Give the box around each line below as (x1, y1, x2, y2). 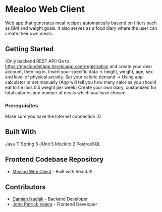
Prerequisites (5, 102, 38, 109)
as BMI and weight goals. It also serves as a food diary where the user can (5, 25, 158, 31)
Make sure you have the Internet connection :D (5, 113, 101, 120)
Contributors (5, 183, 46, 192)
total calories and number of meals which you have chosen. (5, 89, 127, 95)
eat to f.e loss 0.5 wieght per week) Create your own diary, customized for (5, 84, 157, 90)
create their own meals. (5, 30, 54, 36)
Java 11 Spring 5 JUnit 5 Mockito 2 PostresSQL (5, 141, 101, 147)
